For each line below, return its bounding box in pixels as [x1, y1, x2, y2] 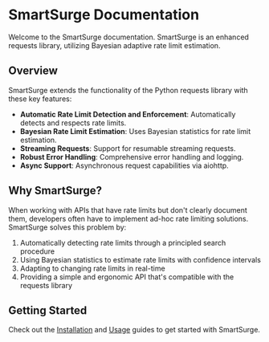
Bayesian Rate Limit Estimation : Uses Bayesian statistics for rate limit [19, 126, 251, 136]
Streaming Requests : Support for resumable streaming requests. [19, 143, 236, 153]
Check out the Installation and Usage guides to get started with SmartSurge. [8, 325, 261, 335]
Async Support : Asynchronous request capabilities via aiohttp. [19, 161, 229, 170]
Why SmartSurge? [8, 184, 103, 197]
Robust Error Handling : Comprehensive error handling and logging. [19, 152, 244, 161]
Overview [8, 64, 59, 78]
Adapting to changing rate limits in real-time [19, 263, 166, 273]
